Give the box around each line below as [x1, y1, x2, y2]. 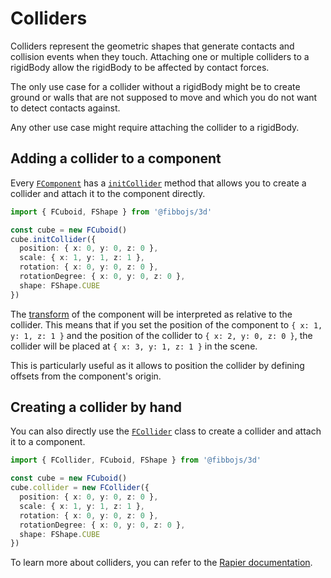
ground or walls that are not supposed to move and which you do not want [10, 91, 318, 103]
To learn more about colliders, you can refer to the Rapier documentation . [10, 557, 313, 569]
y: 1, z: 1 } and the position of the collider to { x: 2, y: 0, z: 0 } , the [10, 329, 313, 341]
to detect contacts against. [10, 102, 121, 114]
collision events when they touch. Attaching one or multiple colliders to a [10, 50, 310, 62]
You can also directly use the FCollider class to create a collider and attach [10, 425, 322, 437]
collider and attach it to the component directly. [10, 187, 206, 199]
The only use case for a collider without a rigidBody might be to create [10, 80, 301, 92]
